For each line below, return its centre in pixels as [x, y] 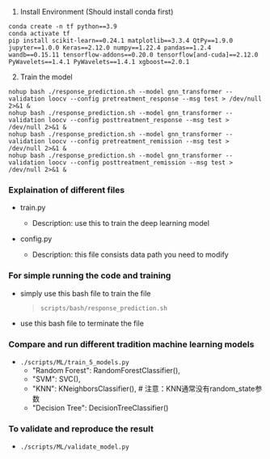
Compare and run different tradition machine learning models [131, 344]
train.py [33, 208]
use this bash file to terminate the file [82, 323]
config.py [36, 239]
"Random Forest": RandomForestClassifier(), [106, 370]
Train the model [46, 77]
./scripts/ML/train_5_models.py [74, 362]
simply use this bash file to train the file [85, 293]
